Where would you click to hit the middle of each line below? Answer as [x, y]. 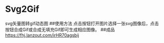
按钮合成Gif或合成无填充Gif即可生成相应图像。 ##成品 [60, 29]
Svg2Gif [22, 9]
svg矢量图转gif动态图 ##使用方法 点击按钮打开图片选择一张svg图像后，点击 [82, 23]
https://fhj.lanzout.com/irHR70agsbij [42, 35]
